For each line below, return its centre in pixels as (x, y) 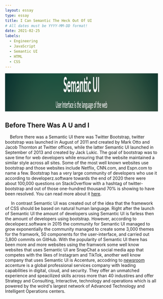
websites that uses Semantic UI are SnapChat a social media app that (74, 250)
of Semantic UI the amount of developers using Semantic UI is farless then (80, 214)
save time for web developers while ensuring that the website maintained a (80, 158)
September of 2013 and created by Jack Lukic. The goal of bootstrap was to (81, 152)
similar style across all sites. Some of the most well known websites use (77, 163)
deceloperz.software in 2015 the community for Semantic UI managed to (78, 224)
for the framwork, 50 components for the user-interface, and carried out (77, 234)
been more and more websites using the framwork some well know (72, 245)
